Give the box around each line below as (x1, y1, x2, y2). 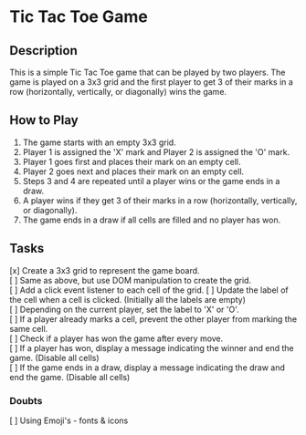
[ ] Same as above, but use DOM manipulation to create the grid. (9, 274, 252, 285)
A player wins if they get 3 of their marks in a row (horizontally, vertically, (22, 194, 298, 206)
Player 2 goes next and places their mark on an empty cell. (22, 166, 245, 177)
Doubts (9, 394, 43, 407)
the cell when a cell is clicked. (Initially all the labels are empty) (9, 294, 247, 305)
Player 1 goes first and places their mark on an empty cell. (22, 156, 241, 167)
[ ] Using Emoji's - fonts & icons (9, 415, 129, 426)
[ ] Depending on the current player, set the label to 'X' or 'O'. (9, 304, 239, 315)
